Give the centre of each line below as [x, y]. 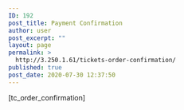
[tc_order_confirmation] [47, 97]
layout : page [30, 45]
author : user [30, 30]
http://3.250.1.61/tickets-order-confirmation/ [96, 61]
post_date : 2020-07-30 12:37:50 [62, 75]
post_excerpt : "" [37, 38]
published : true [35, 68]
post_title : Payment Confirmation [66, 23]
